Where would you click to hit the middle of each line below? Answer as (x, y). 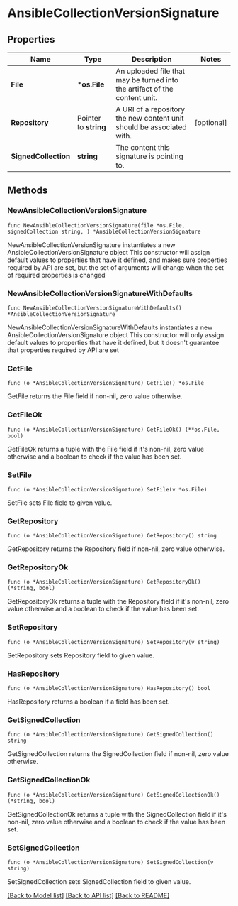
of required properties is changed (56, 275)
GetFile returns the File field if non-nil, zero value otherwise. (95, 396)
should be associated (151, 127)
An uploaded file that (151, 71)
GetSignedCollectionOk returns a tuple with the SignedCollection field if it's (117, 814)
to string (91, 127)
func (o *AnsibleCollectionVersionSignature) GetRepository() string (112, 536)
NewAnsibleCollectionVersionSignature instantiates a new (91, 245)
